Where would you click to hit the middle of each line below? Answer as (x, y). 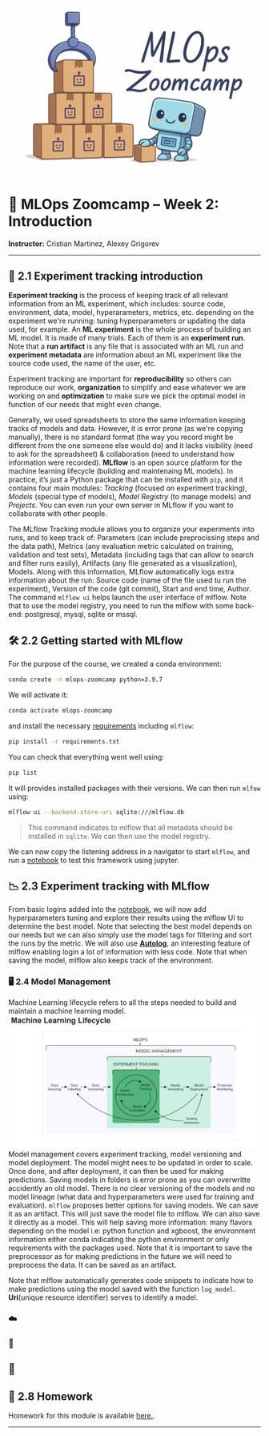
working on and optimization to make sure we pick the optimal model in (127, 396)
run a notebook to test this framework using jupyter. (94, 860)
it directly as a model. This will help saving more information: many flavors (130, 1222)
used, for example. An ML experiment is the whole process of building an (130, 329)
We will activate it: (38, 695)
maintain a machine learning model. (67, 1010)
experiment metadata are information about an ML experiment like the (125, 355)
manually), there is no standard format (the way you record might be (121, 437)
